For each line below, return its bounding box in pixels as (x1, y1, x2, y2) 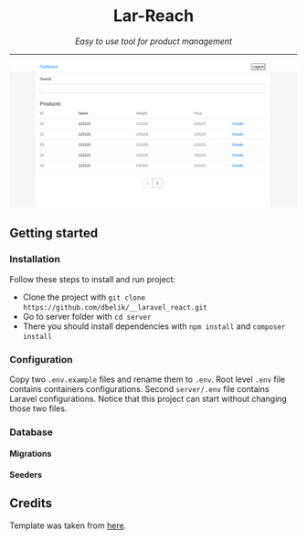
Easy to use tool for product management (74, 36, 233, 47)
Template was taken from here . (9, 520, 127, 531)
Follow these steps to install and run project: (9, 273, 176, 284)
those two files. (9, 403, 68, 414)
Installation (9, 253, 61, 266)
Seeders (9, 470, 43, 480)
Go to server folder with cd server (22, 311, 152, 322)
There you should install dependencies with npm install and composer (22, 321, 286, 332)
